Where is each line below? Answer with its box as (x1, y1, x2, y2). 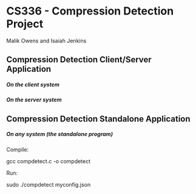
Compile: (6, 146, 29, 153)
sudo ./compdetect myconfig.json (6, 181, 91, 188)
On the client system (6, 80, 59, 88)
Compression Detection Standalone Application (6, 114, 191, 124)
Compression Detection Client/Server (6, 54, 152, 65)
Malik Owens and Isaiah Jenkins (6, 37, 87, 44)
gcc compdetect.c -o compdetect (6, 157, 91, 164)
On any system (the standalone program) (6, 131, 113, 138)
